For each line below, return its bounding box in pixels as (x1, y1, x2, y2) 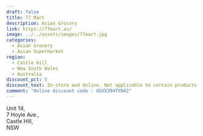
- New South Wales (12, 65, 59, 72)
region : (6, 54, 26, 60)
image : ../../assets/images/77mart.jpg (6, 32, 108, 38)
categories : (6, 37, 36, 43)
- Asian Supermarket (12, 49, 64, 55)
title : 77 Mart (6, 15, 45, 21)
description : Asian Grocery (6, 20, 78, 26)
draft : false (6, 8, 40, 15)
